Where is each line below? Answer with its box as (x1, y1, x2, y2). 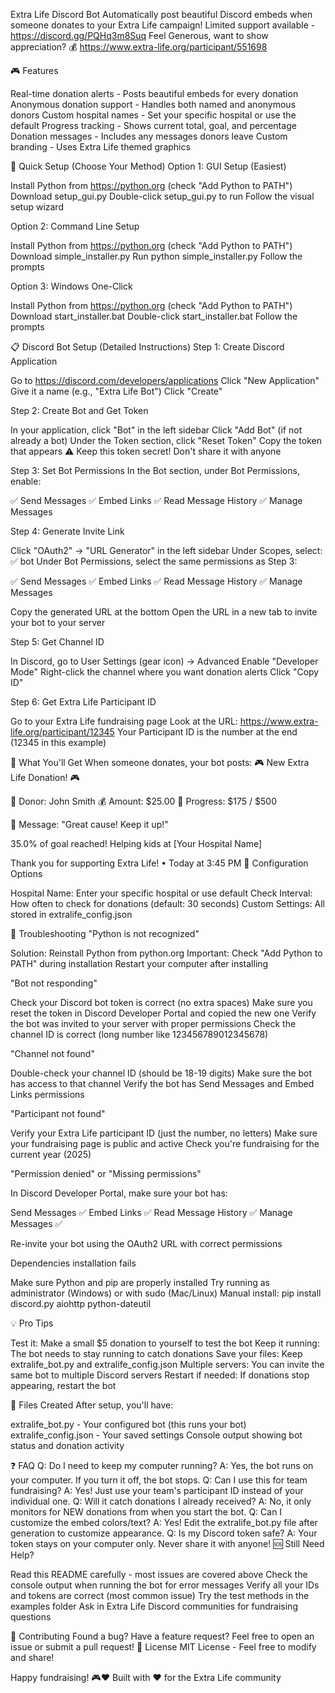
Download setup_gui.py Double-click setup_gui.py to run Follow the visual (10, 190, 315, 202)
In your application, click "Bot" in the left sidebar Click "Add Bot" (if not (10, 424, 303, 436)
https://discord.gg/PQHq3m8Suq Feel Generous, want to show (10, 30, 269, 41)
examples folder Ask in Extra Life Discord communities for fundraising (10, 1600, 298, 1612)
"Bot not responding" (10, 977, 98, 989)
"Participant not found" (10, 1108, 106, 1119)
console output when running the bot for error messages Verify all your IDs (10, 1579, 320, 1591)
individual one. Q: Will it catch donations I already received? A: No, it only (10, 1495, 312, 1507)
